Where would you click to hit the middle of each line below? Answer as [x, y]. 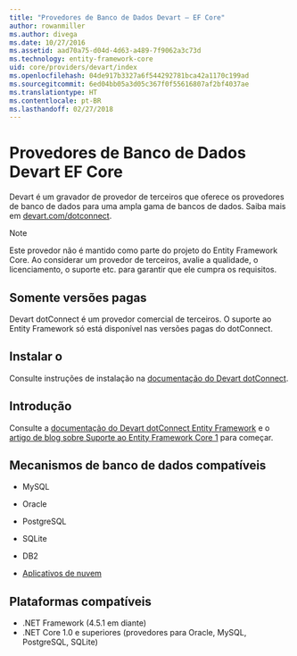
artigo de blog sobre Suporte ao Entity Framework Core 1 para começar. [141, 437]
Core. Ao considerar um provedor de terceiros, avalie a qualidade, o [134, 260]
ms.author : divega [43, 34]
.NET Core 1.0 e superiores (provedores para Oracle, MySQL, [134, 633]
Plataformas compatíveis [80, 601]
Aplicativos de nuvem [62, 574]
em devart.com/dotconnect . [61, 216]
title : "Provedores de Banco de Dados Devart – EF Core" [117, 17]
